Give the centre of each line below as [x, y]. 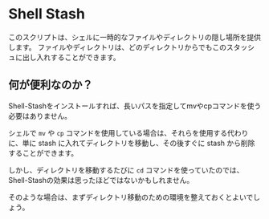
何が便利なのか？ [51, 85]
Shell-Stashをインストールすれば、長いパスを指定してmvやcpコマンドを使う [135, 106]
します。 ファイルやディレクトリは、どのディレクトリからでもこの [118, 47]
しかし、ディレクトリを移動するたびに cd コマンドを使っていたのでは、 [126, 170]
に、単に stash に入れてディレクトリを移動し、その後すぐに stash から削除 [132, 143]
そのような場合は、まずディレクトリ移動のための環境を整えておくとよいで [131, 197]
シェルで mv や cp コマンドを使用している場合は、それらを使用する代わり [128, 132]
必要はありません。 [40, 116]
